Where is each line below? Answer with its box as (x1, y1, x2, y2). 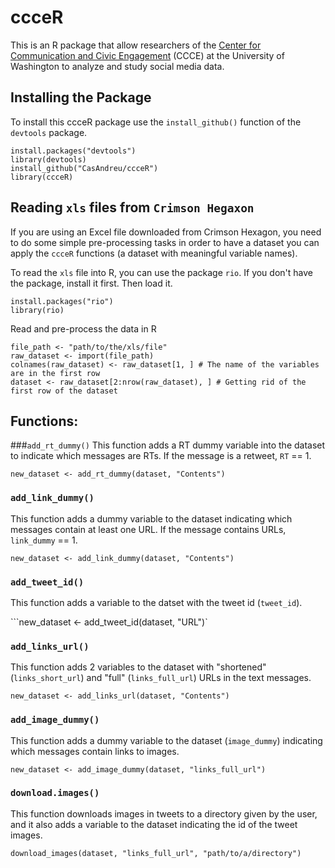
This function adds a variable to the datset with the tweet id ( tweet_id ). (10, 596, 303, 608)
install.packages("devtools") (10, 146, 137, 156)
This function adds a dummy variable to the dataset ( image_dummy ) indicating (10, 734, 323, 746)
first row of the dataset (10, 386, 118, 396)
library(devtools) (10, 154, 87, 165)
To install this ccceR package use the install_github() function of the (10, 116, 302, 128)
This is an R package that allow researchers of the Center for (10, 39, 262, 51)
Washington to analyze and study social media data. (10, 60, 225, 72)
